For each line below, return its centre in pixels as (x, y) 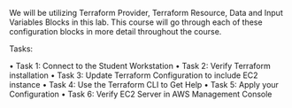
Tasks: (21, 49)
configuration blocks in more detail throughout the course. (115, 31)
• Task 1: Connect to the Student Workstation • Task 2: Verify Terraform (140, 66)
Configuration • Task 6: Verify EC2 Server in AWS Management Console (141, 94)
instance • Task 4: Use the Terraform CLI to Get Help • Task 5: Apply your (144, 85)
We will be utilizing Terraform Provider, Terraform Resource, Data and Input (146, 13)
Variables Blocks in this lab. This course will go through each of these (136, 22)
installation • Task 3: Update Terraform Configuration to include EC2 (134, 75)
